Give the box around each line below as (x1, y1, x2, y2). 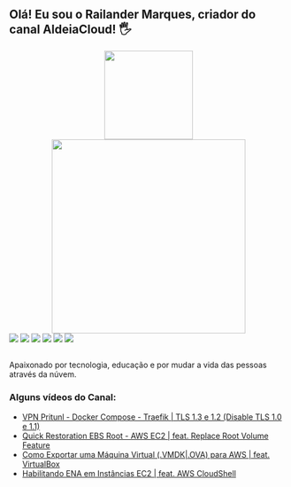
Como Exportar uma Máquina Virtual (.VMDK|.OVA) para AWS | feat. (21, 449, 271, 460)
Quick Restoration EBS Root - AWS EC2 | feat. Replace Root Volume (21, 430, 269, 441)
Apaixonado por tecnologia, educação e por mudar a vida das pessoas (9, 359, 267, 371)
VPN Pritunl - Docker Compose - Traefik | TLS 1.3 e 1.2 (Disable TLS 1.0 (21, 412, 282, 422)
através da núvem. (9, 369, 77, 380)
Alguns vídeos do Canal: (9, 391, 117, 404)
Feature (21, 439, 50, 451)
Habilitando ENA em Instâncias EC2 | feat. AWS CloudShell (21, 467, 237, 478)
